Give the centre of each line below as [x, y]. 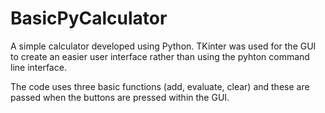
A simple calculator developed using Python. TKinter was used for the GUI [163, 46]
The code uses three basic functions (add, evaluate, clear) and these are [160, 86]
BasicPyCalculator [89, 18]
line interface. [38, 67]
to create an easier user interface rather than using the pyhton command [160, 56]
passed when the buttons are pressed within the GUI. [120, 97]
